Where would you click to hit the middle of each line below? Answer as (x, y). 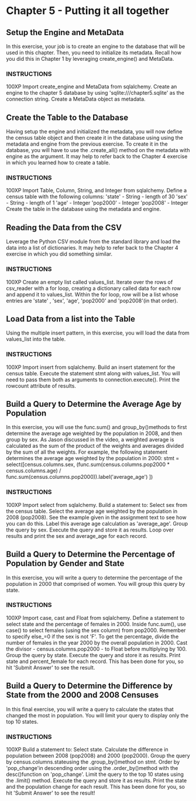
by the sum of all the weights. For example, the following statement (87, 452)
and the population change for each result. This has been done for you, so (96, 786)
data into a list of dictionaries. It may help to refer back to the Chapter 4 (92, 248)
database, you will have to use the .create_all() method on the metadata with (98, 150)
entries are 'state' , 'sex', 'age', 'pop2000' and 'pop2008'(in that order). (92, 301)
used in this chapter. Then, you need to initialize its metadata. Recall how (94, 53)
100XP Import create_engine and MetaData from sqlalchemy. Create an (92, 87)
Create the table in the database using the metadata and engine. (84, 209)
